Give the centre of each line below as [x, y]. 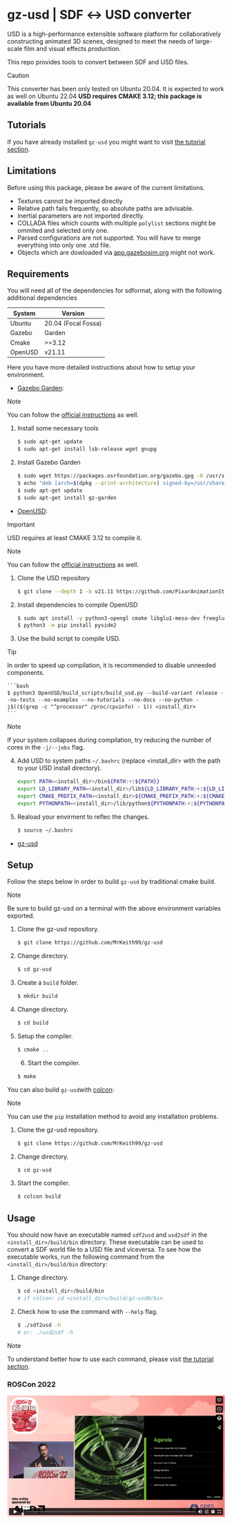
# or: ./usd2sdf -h [45, 1332]
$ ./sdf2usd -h [39, 1325]
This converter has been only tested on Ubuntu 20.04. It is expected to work [116, 88]
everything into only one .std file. [64, 245]
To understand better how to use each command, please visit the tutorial [110, 1359]
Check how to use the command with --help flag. [87, 1311]
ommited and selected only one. [63, 230]
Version [73, 313]
